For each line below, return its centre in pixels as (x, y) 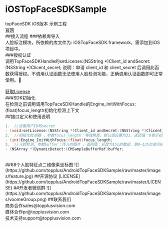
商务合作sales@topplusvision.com (40, 205)
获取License (18, 91)
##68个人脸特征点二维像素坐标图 (39, 165)
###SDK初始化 (20, 97)
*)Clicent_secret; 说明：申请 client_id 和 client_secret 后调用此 (90, 67)
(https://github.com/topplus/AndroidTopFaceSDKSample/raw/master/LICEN (83, 182)
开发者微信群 (32, 188)
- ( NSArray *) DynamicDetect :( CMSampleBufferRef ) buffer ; (64, 149)
